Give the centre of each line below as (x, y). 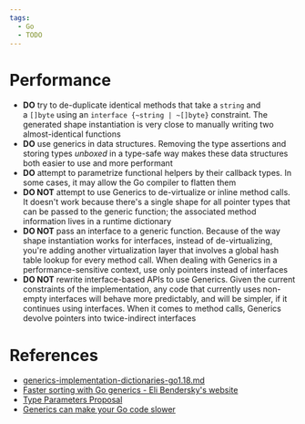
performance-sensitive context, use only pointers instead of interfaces (155, 270)
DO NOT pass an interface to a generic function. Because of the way (151, 231)
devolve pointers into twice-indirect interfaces (109, 318)
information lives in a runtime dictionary (97, 222)
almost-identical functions (71, 134)
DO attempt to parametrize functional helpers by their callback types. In (157, 173)
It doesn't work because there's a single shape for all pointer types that (157, 202)
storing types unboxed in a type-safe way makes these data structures (155, 154)
